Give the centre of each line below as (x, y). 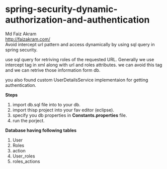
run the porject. (29, 120)
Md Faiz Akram (21, 34)
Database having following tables (41, 130)
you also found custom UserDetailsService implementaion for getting (77, 80)
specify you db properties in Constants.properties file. (70, 115)
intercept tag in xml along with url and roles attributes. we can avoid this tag (84, 65)
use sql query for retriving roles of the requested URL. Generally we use (80, 59)
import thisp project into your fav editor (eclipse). (63, 110)
